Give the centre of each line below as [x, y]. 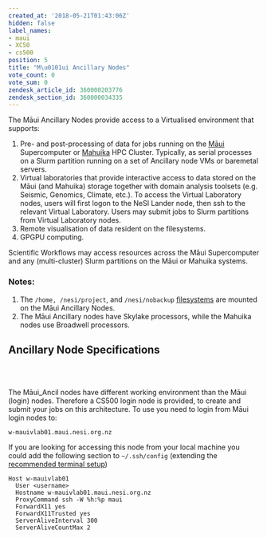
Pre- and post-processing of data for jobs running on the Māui [122, 144]
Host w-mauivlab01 [39, 479]
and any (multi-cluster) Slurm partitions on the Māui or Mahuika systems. [128, 261]
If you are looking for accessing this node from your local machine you [124, 447]
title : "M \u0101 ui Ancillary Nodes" [69, 68]
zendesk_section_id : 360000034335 [66, 97]
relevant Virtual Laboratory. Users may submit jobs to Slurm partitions [134, 212]
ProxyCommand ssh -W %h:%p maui [69, 500]
